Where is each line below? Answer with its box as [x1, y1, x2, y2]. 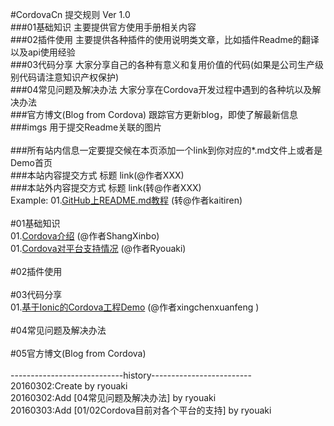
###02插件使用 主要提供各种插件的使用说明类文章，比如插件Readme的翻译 [10, 34, 320, 45]
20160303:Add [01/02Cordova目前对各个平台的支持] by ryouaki [10, 404, 272, 416]
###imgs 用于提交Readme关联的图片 [10, 121, 163, 133]
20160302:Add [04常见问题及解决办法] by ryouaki [10, 392, 217, 403]
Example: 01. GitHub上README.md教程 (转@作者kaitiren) [10, 194, 243, 206]
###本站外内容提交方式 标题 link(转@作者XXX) [10, 182, 202, 193]
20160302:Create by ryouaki [10, 380, 128, 392]
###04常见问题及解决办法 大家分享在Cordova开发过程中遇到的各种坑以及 [10, 84, 313, 95]
